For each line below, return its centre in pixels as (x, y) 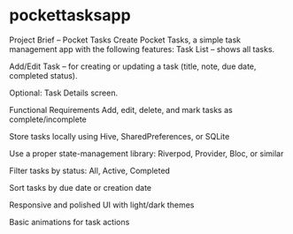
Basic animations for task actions (69, 222)
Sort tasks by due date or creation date (81, 187)
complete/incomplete (48, 119)
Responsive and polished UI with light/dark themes (102, 205)
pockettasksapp (70, 15)
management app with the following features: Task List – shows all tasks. (142, 49)
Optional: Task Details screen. (63, 93)
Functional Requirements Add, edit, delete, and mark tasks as (121, 109)
